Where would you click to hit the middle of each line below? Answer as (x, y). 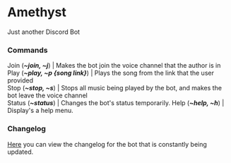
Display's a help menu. (41, 111)
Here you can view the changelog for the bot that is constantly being (107, 144)
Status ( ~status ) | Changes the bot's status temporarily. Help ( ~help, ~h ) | (116, 103)
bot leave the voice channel (48, 95)
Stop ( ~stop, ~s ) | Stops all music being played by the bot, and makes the (115, 88)
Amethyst (37, 12)
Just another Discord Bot (43, 32)
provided (20, 80)
